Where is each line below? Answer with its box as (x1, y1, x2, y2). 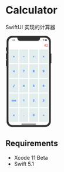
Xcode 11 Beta (14, 154, 48, 161)
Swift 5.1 (14, 160, 35, 167)
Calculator (5, 4, 58, 17)
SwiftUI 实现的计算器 (5, 23, 56, 30)
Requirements (5, 139, 58, 149)
